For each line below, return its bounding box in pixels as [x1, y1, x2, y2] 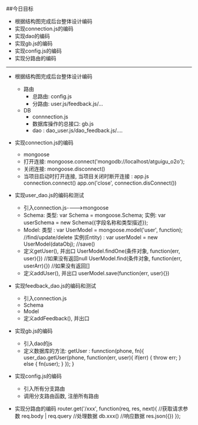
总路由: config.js [32, 93, 72, 99]
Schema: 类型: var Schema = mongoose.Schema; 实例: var [23, 212, 166, 218]
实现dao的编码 [14, 33, 50, 40]
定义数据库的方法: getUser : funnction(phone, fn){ [23, 347, 144, 354]
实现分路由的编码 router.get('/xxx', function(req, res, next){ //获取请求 [14, 405, 183, 412]
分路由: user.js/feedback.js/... [32, 100, 103, 107]
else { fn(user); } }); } [23, 360, 75, 367]
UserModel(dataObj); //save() [23, 240, 95, 247]
